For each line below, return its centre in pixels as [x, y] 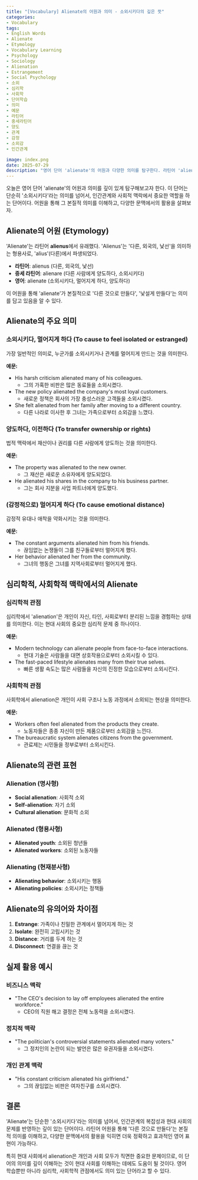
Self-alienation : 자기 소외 [45, 805]
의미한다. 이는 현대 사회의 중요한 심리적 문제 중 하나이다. [77, 623]
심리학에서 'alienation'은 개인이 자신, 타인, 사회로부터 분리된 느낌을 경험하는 [93, 616]
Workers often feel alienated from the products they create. [87, 724]
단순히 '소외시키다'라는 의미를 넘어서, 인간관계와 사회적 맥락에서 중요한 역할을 [95, 196]
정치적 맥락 [21, 1028]
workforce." [29, 1005]
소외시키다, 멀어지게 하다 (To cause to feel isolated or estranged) [97, 339]
